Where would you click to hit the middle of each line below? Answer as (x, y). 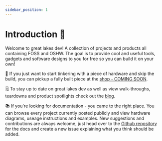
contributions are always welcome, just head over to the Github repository (81, 123)
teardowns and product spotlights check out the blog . (60, 96)
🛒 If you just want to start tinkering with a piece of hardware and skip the (80, 73)
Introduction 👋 (35, 34)
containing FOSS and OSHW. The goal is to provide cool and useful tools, (80, 53)
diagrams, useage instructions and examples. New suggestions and (75, 118)
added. (12, 134)
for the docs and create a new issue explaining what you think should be (80, 129)
